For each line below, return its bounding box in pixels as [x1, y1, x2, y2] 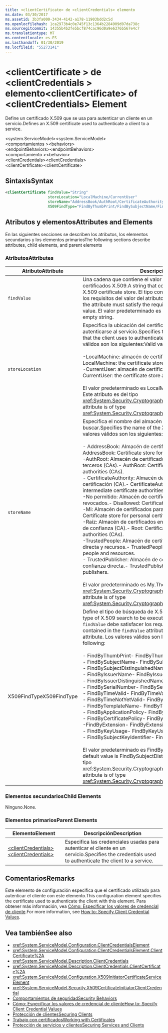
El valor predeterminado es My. [82, 581, 156, 588]
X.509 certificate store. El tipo [82, 288, 153, 295]
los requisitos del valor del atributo [82, 294, 164, 301]
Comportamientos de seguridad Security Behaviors [12, 995, 117, 1001]
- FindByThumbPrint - [82, 652, 134, 659]
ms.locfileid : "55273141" [5, 45, 59, 50]
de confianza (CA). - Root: [82, 525, 144, 532]
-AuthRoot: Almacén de [82, 455, 138, 462]
